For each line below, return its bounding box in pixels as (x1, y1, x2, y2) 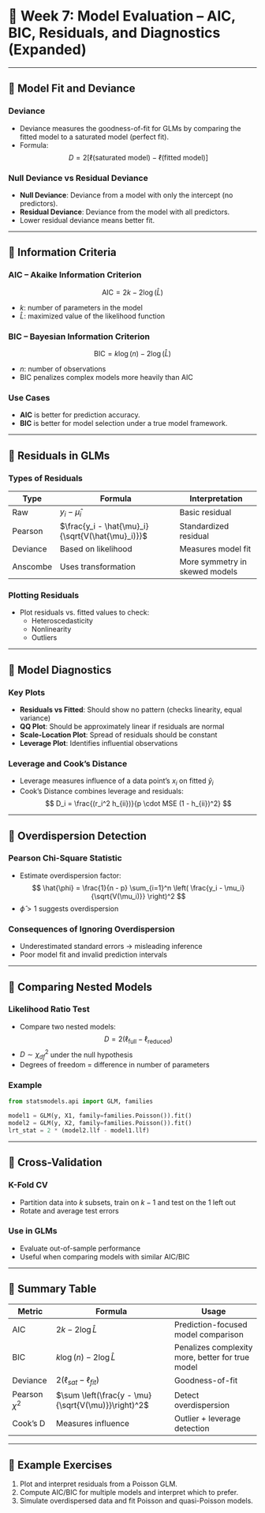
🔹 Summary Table (8, 1282, 97, 1296)
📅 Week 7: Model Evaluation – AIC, (8, 7, 236, 25)
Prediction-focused (174, 1319, 248, 1330)
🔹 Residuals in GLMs (8, 449, 110, 462)
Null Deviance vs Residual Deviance (8, 172, 148, 183)
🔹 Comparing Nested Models (8, 980, 152, 994)
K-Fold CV (8, 1180, 49, 1191)
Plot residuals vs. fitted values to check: (19, 608, 150, 617)
